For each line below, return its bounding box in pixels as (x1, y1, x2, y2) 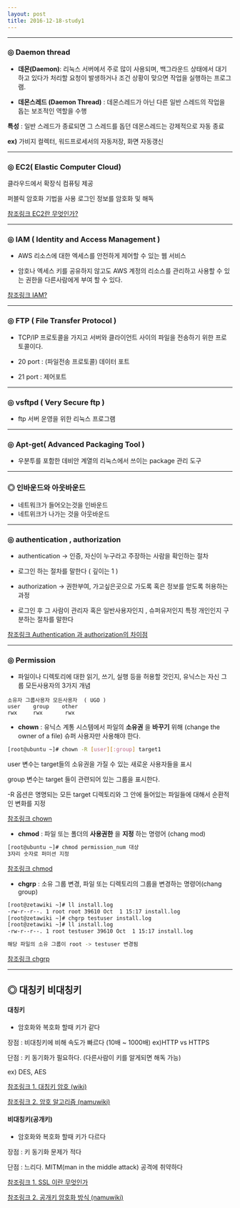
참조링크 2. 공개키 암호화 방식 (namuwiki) (7, 1193, 124, 1202)
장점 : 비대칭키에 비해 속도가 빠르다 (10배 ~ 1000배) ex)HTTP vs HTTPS (7, 1038, 210, 1046)
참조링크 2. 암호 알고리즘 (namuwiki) (7, 1097, 111, 1106)
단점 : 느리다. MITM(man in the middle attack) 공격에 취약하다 (7, 1162, 184, 1171)
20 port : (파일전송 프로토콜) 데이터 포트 (17, 357, 130, 365)
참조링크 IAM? (7, 291, 48, 299)
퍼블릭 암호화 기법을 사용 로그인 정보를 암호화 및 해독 (7, 194, 154, 203)
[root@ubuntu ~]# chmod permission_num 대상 (7, 844, 139, 851)
